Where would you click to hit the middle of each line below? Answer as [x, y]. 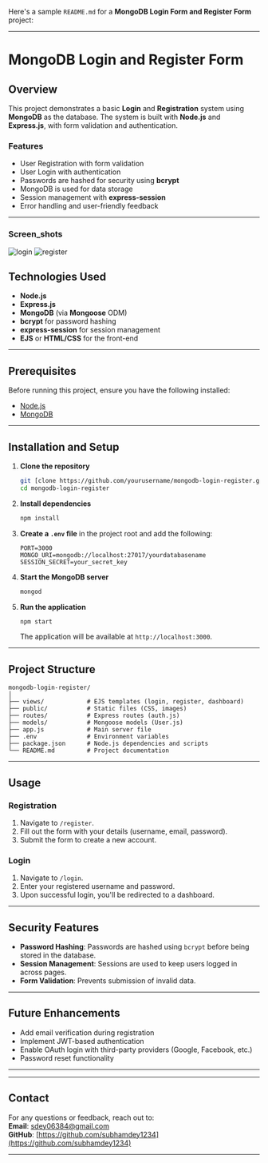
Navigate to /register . [57, 822]
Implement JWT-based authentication [82, 1041]
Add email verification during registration [87, 1032]
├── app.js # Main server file [80, 730]
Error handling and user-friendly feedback [89, 206]
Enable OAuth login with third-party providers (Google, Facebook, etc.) [136, 1049]
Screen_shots [35, 234]
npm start [36, 621]
